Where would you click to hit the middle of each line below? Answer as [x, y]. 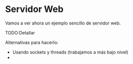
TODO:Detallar [20, 32]
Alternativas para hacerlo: [32, 42]
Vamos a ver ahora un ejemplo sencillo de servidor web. [63, 23]
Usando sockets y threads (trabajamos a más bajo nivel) [70, 52]
